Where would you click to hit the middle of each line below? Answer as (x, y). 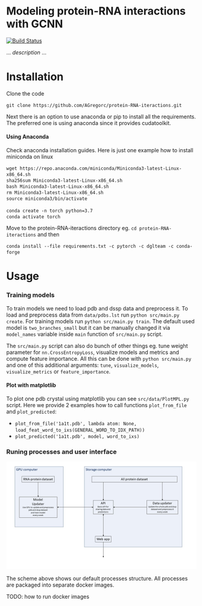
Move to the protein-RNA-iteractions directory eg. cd (71, 228)
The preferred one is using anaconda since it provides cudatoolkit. (89, 123)
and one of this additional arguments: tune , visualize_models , (83, 365)
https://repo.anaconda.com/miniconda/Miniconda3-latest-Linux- (101, 169)
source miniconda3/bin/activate (47, 199)
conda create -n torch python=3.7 (50, 211)
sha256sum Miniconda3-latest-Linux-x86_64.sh (64, 181)
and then (48, 234)
